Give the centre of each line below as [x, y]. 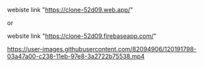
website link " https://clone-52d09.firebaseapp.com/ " [82, 36]
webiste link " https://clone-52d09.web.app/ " [70, 10]
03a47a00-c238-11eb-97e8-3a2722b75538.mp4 [76, 56]
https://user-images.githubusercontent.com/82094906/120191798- [102, 49]
